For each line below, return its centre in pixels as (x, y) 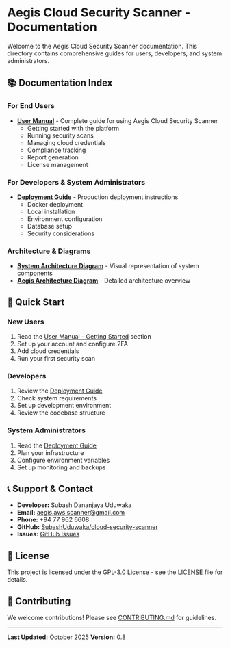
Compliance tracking (56, 150)
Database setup (50, 226)
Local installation (51, 211)
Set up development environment (64, 406)
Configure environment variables (63, 460)
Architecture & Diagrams (49, 251)
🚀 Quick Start (36, 302)
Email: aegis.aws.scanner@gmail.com (71, 513)
